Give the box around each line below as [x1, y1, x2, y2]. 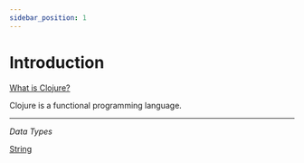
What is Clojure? [9, 82, 71, 93]
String [9, 143, 33, 154]
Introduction [9, 52, 105, 72]
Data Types [9, 126, 52, 137]
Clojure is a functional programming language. [9, 100, 183, 110]
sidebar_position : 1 [9, 13, 88, 23]
